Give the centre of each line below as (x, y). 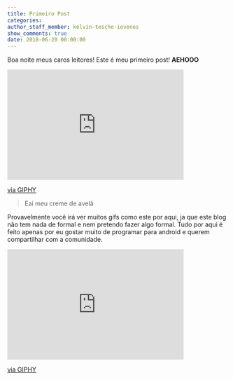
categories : (24, 20)
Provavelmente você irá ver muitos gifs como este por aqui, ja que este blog (117, 217)
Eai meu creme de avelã (59, 203)
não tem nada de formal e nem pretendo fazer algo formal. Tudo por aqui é (115, 224)
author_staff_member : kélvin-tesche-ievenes (73, 27)
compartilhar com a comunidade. (55, 240)
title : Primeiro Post (39, 14)
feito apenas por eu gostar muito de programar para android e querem (108, 232)
